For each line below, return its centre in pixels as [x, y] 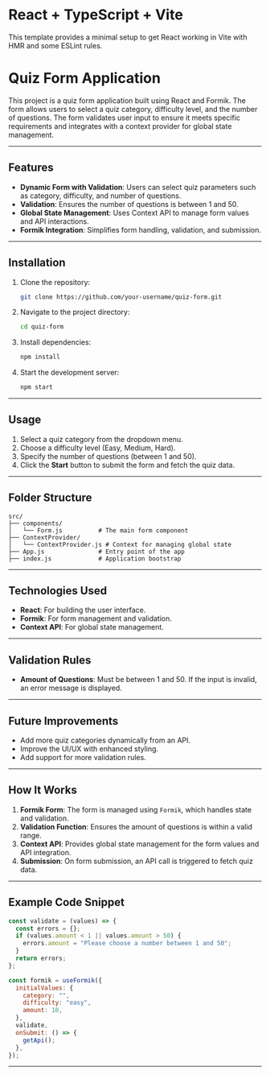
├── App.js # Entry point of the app [96, 552]
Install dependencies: [55, 342]
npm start [37, 387]
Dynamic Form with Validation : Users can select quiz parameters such [138, 187]
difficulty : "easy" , [57, 1003]
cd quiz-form [42, 327]
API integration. [45, 852]
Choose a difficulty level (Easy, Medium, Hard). [98, 448]
